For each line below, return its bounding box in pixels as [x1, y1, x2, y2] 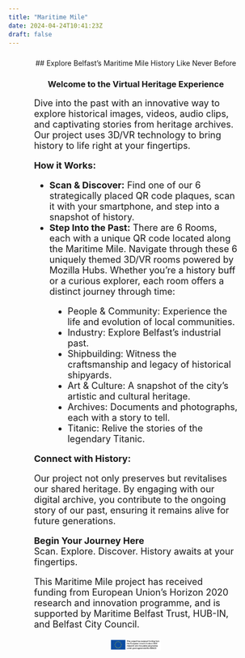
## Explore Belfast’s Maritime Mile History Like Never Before [35, 58, 237, 68]
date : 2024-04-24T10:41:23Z [8, 21, 103, 30]
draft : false [8, 30, 53, 38]
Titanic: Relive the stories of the [67, 422, 204, 434]
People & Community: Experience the [67, 305, 228, 317]
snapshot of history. [49, 211, 135, 223]
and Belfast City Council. [33, 618, 140, 630]
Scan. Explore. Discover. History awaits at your [33, 545, 234, 557]
